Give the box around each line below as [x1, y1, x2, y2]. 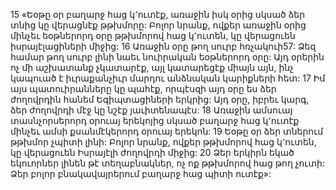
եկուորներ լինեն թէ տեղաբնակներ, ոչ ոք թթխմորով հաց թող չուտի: [10, 157, 325, 169]
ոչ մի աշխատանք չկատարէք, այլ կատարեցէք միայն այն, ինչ [10, 62, 294, 73]
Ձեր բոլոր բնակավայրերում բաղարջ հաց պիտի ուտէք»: [10, 168, 272, 179]
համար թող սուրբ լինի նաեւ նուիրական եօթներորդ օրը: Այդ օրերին [10, 51, 325, 63]
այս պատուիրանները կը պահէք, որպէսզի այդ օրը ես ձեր [10, 83, 277, 94]
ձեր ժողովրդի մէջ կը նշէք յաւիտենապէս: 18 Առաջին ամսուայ [10, 104, 293, 116]
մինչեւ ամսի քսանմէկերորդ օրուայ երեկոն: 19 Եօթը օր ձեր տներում [10, 125, 324, 137]
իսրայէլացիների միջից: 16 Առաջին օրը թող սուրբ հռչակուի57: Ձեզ [10, 40, 317, 52]
